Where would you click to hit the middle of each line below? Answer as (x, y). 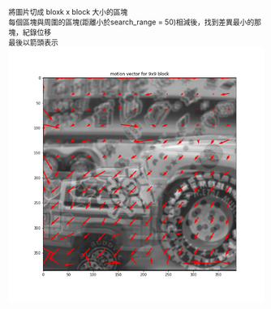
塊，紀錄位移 (30, 32)
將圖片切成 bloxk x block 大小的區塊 (68, 12)
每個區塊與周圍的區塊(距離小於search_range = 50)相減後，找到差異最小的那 (135, 22)
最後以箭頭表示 (33, 42)
